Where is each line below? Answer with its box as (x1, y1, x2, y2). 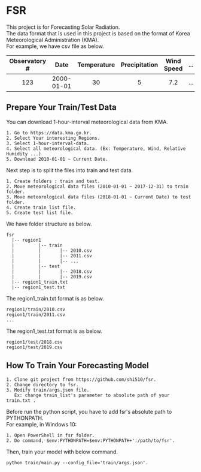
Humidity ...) (6, 151, 42, 157)
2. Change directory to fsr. (6, 381, 79, 387)
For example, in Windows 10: (6, 420, 77, 428)
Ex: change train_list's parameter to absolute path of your (14, 392, 170, 398)
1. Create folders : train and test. (6, 178, 100, 184)
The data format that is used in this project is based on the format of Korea (6, 29, 190, 37)
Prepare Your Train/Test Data (6, 103, 117, 113)
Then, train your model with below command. (6, 448, 118, 455)
